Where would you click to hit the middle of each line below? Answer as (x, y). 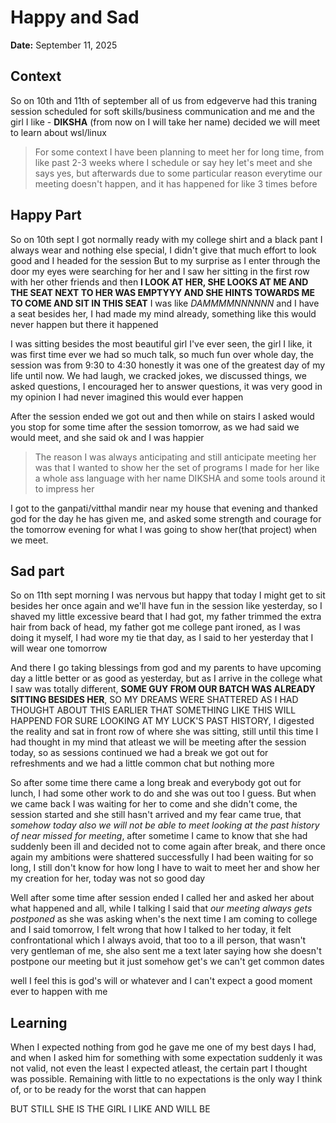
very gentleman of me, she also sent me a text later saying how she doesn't (166, 951)
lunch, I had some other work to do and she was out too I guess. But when (163, 793)
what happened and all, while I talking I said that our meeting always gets (161, 908)
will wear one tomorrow (59, 648)
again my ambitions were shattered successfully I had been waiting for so (162, 857)
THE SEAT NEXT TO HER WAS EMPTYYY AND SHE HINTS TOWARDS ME (163, 292)
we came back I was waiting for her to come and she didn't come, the (154, 804)
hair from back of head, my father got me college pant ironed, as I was (155, 627)
